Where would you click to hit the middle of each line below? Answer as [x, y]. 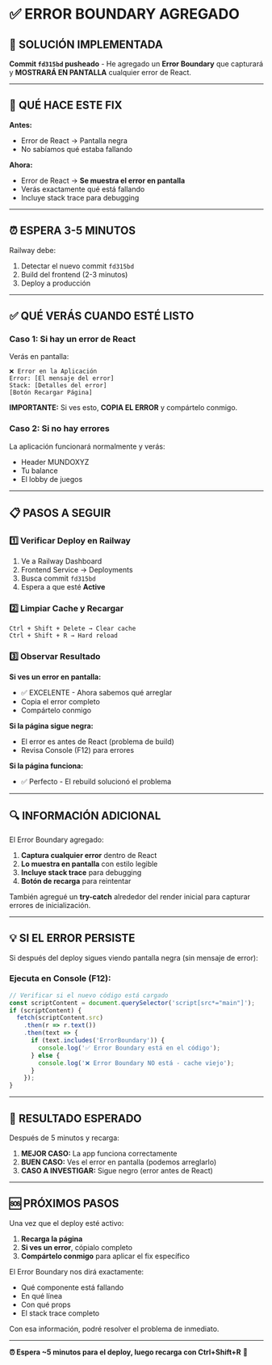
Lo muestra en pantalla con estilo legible [89, 864]
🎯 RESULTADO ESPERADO [75, 1118]
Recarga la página [52, 1239]
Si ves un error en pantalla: [55, 677]
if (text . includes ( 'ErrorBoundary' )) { [97, 1041]
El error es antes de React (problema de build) [97, 742]
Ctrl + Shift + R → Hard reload [63, 636]
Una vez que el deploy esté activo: [67, 1223]
